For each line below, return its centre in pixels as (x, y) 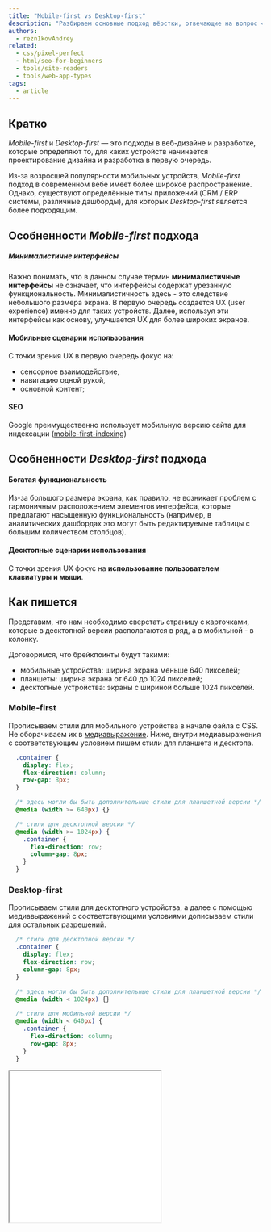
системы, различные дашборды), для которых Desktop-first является (128, 202)
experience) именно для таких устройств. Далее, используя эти (119, 311)
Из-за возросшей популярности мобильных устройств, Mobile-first (124, 176)
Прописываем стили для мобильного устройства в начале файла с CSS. (133, 725)
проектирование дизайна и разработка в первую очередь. (110, 160)
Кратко (28, 123)
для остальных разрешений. (57, 924)
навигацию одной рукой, (63, 379)
